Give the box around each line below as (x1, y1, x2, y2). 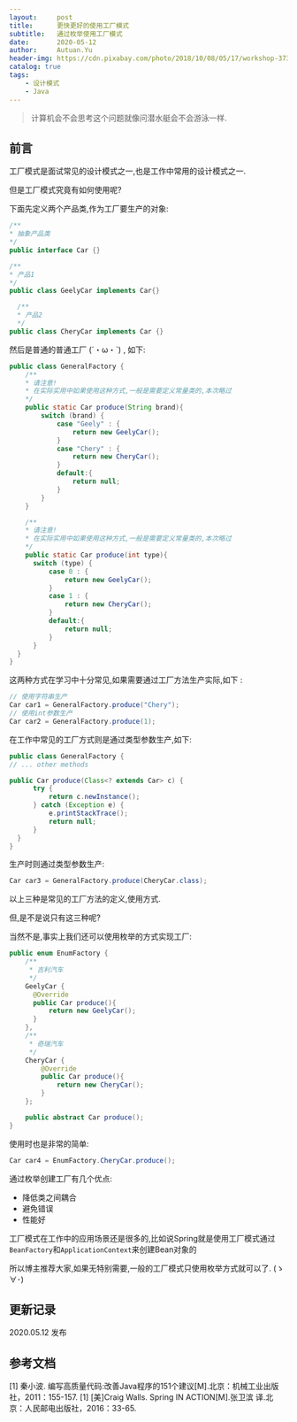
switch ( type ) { (32, 558, 93, 567)
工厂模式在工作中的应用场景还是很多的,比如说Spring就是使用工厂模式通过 (9, 1233, 276, 1243)
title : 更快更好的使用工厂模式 (9, 21, 130, 30)
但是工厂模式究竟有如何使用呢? (9, 185, 122, 196)
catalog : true (9, 63, 62, 72)
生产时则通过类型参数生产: (9, 859, 105, 870)
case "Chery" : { (56, 444, 121, 453)
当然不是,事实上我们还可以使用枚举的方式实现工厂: (9, 931, 193, 942)
